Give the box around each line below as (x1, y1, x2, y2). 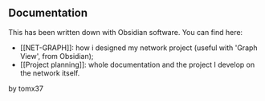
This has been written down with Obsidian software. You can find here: (8, 27, 243, 37)
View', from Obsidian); (19, 51, 94, 60)
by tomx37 (8, 84, 44, 93)
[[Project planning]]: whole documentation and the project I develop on (19, 60, 255, 69)
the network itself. (19, 68, 80, 78)
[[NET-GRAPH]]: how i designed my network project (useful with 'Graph (19, 43, 259, 52)
